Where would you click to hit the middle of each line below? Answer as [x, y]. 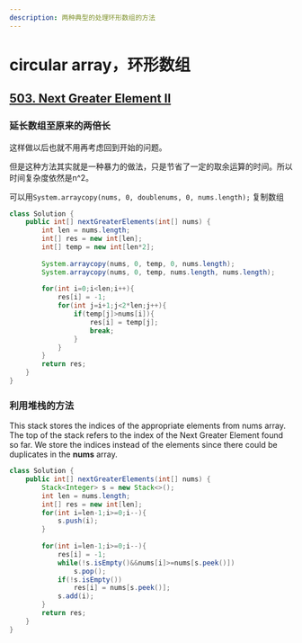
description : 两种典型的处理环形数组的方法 [82, 18]
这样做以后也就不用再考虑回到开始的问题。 [88, 147]
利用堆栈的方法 [42, 406]
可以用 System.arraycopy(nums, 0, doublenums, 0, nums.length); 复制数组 [147, 196]
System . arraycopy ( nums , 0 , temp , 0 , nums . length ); [138, 263]
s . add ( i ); [75, 596]
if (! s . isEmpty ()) [90, 580]
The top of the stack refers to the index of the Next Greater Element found [147, 435]
